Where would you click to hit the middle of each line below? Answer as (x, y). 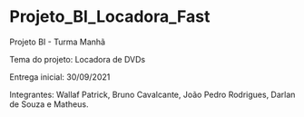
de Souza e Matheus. (49, 104)
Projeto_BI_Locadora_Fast (110, 17)
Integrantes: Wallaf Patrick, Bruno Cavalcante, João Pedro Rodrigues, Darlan (152, 94)
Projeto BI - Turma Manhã (58, 42)
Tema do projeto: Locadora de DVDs (78, 59)
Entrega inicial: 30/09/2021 (60, 77)
